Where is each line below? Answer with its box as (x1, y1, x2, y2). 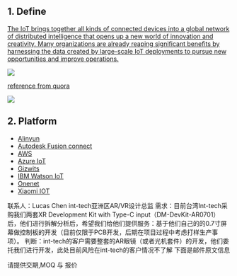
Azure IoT (17, 156, 46, 165)
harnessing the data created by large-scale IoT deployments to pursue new (7, 47, 227, 55)
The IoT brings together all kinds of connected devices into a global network (7, 24, 230, 33)
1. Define (7, 6, 47, 18)
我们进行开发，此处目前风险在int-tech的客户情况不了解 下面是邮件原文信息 (13, 246, 231, 254)
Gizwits (17, 164, 40, 173)
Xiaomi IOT (17, 187, 50, 195)
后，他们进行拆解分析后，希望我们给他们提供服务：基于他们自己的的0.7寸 (7, 219, 221, 227)
